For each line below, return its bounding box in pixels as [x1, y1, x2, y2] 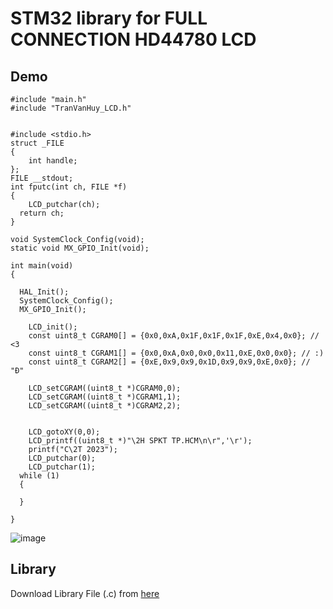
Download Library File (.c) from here [10, 587, 160, 599]
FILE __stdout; [10, 173, 74, 183]
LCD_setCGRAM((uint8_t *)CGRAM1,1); [28, 392, 182, 402]
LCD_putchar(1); [28, 462, 97, 472]
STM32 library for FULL [10, 7, 208, 30]
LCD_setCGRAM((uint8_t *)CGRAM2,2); [28, 401, 182, 411]
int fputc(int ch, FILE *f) [10, 182, 128, 192]
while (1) [19, 471, 60, 481]
